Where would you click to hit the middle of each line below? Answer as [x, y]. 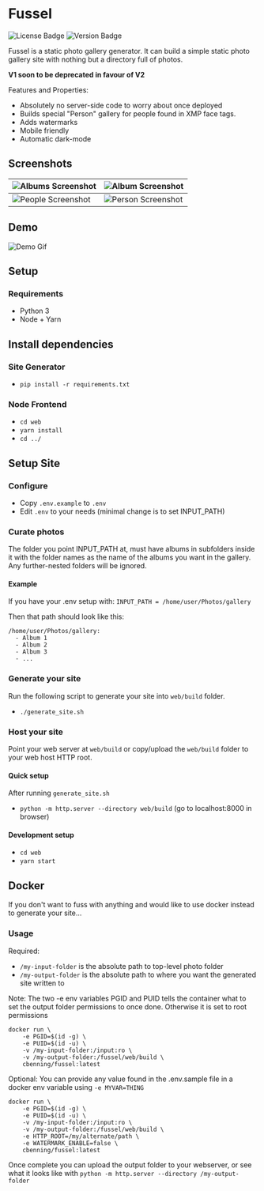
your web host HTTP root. [50, 758]
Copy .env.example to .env [63, 503]
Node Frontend [38, 404]
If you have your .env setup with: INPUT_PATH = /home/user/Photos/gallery [130, 601]
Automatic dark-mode [55, 138]
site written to [42, 983]
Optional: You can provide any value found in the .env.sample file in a [121, 1079]
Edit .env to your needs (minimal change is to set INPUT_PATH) [122, 511]
